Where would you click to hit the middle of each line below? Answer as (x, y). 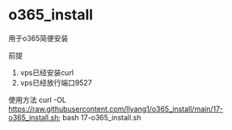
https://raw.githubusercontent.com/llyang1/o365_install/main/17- (116, 109)
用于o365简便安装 (38, 38)
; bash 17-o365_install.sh (99, 117)
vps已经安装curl (47, 72)
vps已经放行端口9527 (56, 82)
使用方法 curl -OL (38, 99)
